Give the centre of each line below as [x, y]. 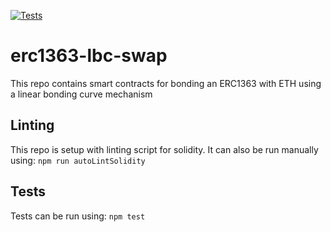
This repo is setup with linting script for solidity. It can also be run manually [164, 149]
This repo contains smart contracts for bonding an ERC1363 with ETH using [166, 83]
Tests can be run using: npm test [78, 216]
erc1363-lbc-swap [89, 56]
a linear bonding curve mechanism [81, 94]
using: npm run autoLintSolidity [78, 160]
